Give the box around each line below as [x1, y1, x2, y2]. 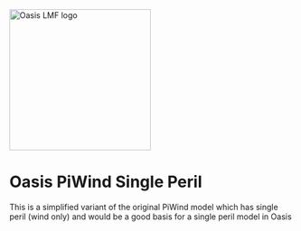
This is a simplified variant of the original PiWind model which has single [9, 201, 278, 212]
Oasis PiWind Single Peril [9, 171, 202, 192]
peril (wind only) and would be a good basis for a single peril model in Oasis [9, 211, 292, 222]
